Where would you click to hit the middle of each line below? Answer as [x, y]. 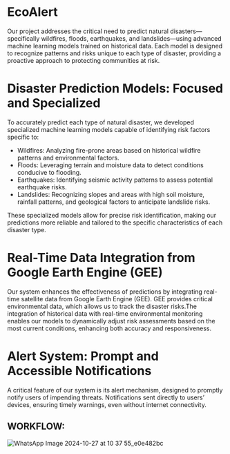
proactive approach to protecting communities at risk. [84, 60]
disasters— [186, 31]
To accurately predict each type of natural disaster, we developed [101, 122]
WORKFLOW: [36, 427]
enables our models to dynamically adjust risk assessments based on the [111, 321]
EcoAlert [33, 12]
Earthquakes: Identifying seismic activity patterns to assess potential [115, 180]
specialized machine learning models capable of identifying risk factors [109, 129]
